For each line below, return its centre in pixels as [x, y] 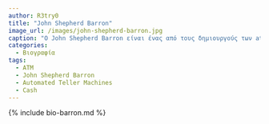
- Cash [26, 90]
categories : [28, 46]
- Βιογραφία [36, 53]
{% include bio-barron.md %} [57, 113]
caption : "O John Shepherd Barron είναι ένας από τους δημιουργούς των [130, 38]
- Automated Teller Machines [64, 82]
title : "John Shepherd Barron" [60, 23]
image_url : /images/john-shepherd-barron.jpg [85, 30]
